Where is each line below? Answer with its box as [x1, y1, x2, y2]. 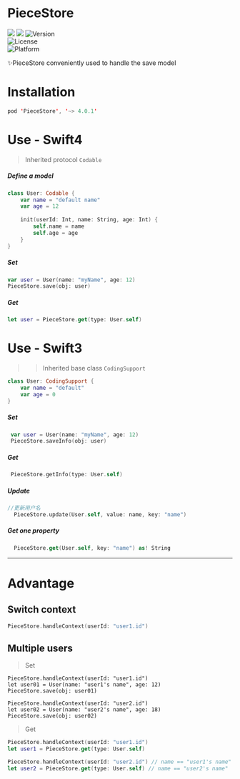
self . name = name [33, 223, 84, 230]
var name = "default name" [20, 196, 101, 203]
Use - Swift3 [7, 341, 83, 356]
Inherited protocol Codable [24, 155, 102, 164]
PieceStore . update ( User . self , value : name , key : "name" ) [14, 511, 187, 518]
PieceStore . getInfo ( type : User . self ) [10, 471, 123, 478]
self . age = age [33, 229, 79, 236]
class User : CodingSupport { [7, 378, 94, 385]
